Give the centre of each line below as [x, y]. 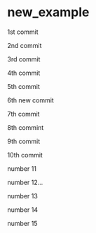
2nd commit [25, 45]
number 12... [25, 182]
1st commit [23, 32]
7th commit [23, 114]
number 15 [22, 223]
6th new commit [30, 100]
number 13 [23, 196]
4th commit [24, 73]
